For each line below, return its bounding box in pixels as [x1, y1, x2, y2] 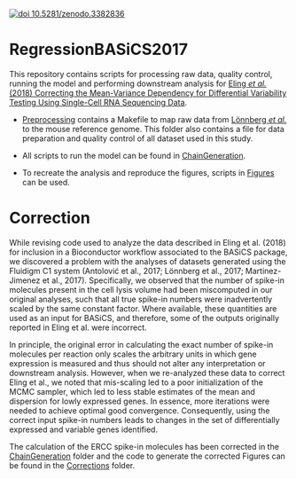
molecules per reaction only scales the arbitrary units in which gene [9, 349, 257, 359]
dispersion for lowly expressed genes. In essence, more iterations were [9, 396, 270, 406]
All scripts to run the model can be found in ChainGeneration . [21, 150, 246, 161]
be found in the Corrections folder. [9, 459, 136, 470]
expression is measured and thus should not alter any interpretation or [9, 357, 266, 368]
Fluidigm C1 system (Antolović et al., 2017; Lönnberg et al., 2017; [9, 265, 244, 276]
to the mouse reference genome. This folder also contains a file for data [21, 123, 285, 134]
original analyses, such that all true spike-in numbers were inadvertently [9, 294, 273, 304]
